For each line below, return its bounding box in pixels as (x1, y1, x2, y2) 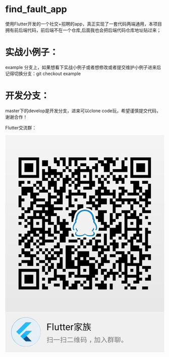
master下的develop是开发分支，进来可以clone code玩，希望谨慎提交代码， (5, 107, 161, 114)
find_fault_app (5, 4, 67, 15)
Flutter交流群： (5, 124, 37, 130)
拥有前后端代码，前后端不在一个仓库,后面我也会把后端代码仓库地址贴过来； (5, 27, 161, 33)
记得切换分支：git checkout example (5, 70, 81, 77)
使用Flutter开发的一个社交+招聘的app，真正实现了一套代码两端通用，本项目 (5, 21, 162, 27)
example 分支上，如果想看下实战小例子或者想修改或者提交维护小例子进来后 (5, 64, 161, 70)
